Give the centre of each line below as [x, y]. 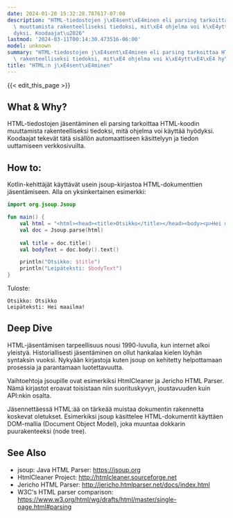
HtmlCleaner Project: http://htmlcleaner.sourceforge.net [97, 477]
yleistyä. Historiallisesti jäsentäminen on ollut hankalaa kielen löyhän [105, 353]
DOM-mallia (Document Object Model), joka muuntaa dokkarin [96, 423]
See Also [27, 453]
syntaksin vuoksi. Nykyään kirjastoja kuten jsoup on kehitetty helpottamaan [115, 359]
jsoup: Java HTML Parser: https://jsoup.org [79, 469]
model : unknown [29, 46]
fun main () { [26, 217]
